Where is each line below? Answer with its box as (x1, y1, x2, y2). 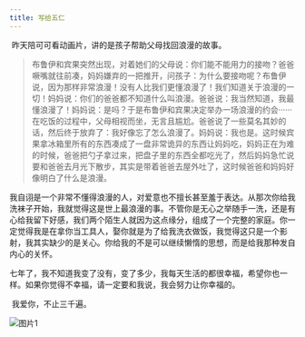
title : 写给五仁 (9, 13, 65, 23)
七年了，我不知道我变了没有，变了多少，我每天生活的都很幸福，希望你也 (9, 267, 280, 278)
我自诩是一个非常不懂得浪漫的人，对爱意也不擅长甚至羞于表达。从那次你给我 (9, 192, 296, 203)
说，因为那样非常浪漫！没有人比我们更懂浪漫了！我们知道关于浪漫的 (31, 81, 287, 92)
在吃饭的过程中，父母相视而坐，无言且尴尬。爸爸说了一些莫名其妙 (31, 115, 279, 126)
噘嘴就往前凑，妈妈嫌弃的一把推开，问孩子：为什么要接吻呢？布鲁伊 (31, 70, 287, 81)
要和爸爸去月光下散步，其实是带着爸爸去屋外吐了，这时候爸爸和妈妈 (31, 161, 287, 172)
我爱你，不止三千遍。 (11, 298, 92, 309)
